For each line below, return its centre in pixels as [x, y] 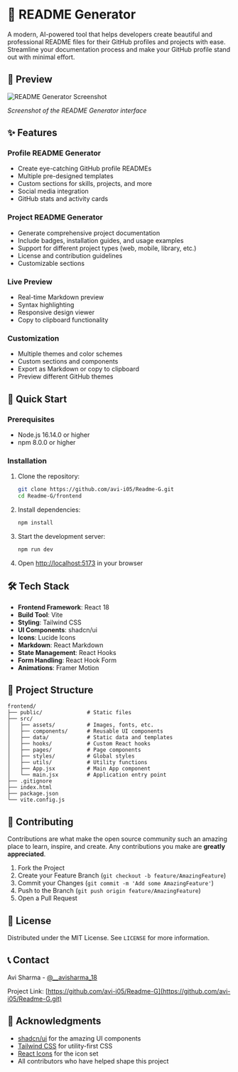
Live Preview [30, 282]
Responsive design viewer [56, 312]
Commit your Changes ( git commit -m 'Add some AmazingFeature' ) [116, 883]
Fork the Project [41, 868]
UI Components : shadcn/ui [58, 629]
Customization [33, 338]
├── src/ [20, 719]
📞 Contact [28, 960]
